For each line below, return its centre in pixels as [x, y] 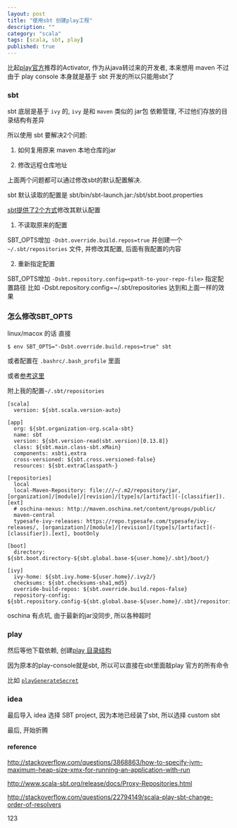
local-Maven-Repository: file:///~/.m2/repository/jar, [97, 490]
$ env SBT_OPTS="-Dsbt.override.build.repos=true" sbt [90, 346]
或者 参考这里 [26, 375]
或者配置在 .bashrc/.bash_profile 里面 [64, 360]
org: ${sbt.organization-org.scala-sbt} [74, 428]
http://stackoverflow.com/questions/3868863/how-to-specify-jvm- [105, 762]
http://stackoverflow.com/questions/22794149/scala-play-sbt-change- [110, 797]
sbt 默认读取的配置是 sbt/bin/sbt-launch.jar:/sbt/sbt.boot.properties [105, 195]
